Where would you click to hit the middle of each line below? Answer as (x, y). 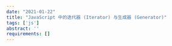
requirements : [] (28, 34)
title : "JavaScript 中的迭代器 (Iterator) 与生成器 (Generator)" (87, 17)
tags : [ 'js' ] (23, 23)
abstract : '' (23, 28)
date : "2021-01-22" (31, 12)
